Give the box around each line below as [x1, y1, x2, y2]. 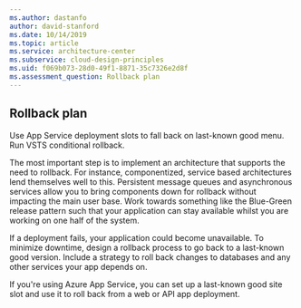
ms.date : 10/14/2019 [9, 30, 88, 39]
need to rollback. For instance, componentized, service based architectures [9, 167, 292, 178]
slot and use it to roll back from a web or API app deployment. [9, 288, 240, 299]
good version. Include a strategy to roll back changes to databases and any [9, 251, 291, 263]
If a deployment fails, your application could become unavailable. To [9, 232, 265, 243]
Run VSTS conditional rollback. [9, 140, 125, 150]
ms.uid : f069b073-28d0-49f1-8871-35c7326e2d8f [9, 64, 189, 73]
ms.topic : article [9, 38, 79, 48]
